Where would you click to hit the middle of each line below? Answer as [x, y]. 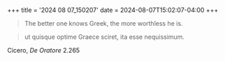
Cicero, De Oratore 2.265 [44, 50]
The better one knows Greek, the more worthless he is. [103, 23]
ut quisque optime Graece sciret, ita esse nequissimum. [104, 37]
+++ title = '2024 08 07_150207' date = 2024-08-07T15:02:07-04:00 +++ [113, 10]
